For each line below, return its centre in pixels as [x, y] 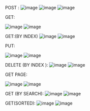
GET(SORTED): [20, 103]
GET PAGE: [16, 74]
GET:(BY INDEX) [22, 36]
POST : [12, 8]
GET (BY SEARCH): [25, 93]
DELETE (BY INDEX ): [27, 65]
